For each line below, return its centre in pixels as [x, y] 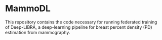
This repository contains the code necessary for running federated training [81, 22]
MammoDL [28, 9]
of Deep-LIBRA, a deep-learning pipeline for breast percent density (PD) [79, 27]
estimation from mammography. [38, 32]
